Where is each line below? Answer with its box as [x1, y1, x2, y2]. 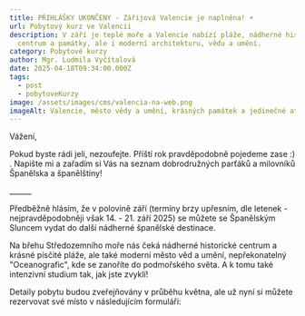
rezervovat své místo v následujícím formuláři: [9, 296, 182, 307]
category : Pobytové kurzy [9, 47, 107, 56]
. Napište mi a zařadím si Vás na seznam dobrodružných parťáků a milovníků [9, 158, 296, 169]
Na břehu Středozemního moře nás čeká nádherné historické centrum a [9, 240, 278, 251]
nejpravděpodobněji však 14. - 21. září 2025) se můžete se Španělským [9, 212, 276, 223]
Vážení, [9, 131, 38, 142]
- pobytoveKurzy [17, 89, 79, 98]
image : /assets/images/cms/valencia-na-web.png [9, 97, 193, 107]
